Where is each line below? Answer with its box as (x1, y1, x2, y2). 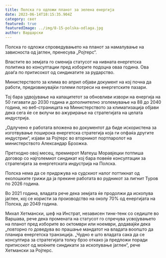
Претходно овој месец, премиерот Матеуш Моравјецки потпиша (5, 150, 144, 156)
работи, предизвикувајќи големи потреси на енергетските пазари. (5, 84, 148, 90)
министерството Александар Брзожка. (5, 140, 88, 146)
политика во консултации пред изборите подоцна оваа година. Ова (5, 64, 149, 70)
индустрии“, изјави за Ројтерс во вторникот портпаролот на (5, 135, 132, 141)
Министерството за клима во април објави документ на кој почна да (5, 79, 152, 85)
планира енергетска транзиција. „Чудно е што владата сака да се (5, 232, 145, 237)
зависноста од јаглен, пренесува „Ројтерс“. (5, 49, 97, 55)
